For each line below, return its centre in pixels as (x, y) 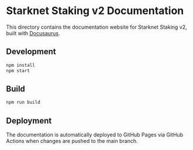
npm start (18, 71)
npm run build (23, 103)
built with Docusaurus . (33, 33)
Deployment (29, 120)
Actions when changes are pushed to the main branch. (72, 141)
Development (31, 52)
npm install (20, 65)
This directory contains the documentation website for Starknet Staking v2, (96, 27)
